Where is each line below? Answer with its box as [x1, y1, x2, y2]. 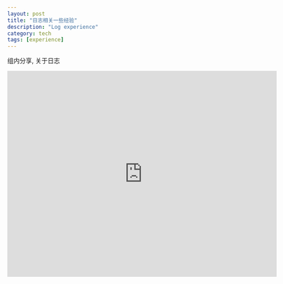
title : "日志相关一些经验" [7, 17, 78, 24]
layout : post [7, 10, 46, 18]
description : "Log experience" [7, 23, 99, 30]
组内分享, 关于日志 [7, 57, 60, 65]
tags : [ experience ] [7, 36, 64, 43]
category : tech [7, 29, 52, 37]
